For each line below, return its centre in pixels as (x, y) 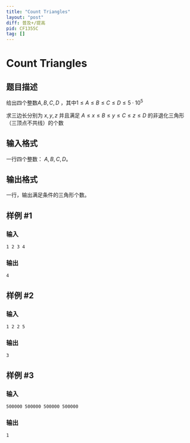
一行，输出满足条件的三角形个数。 (48, 195)
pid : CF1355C (22, 28)
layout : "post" (25, 17)
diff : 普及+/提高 (26, 23)
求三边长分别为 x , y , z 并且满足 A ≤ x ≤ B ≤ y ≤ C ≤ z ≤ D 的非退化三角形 (95, 115)
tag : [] (16, 34)
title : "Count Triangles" (38, 12)
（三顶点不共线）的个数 (35, 122)
